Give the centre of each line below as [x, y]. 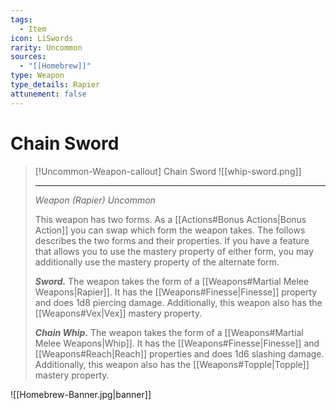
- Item [33, 29]
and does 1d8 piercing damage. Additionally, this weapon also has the [178, 302]
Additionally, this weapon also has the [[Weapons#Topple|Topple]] [172, 364]
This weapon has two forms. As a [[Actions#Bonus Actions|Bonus [170, 219]
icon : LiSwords [42, 38]
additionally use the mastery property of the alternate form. [157, 262]
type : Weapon [37, 76]
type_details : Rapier [55, 85]
